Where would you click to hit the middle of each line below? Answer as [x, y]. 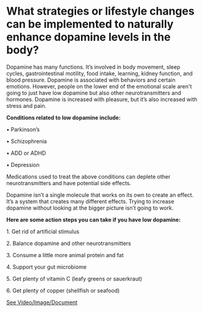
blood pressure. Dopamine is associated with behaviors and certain [91, 80]
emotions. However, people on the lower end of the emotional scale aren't [99, 86]
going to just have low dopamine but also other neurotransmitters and [94, 93]
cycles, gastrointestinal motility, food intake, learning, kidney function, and [100, 73]
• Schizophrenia [27, 141]
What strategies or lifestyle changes [101, 11]
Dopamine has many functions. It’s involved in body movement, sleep [93, 67]
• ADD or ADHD [26, 153]
